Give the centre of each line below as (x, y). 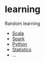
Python (19, 44)
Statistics (22, 49)
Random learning (22, 23)
